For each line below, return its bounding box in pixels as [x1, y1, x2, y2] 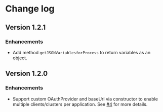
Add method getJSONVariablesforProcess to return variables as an [12, 49, 151, 55]
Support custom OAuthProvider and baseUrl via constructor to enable [12, 96, 158, 102]
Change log [5, 3, 55, 15]
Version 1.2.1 [5, 23, 46, 32]
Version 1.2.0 [5, 69, 48, 78]
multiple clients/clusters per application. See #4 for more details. [12, 101, 148, 107]
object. [12, 55, 27, 61]
